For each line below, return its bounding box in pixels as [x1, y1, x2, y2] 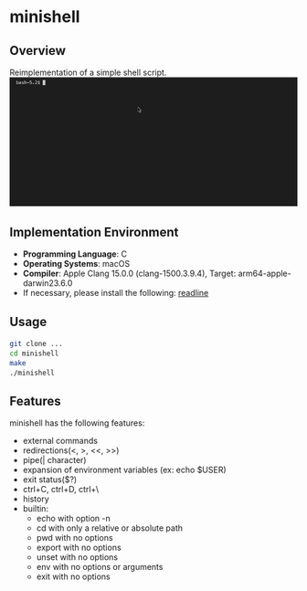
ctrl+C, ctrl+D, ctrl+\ [22, 484, 99, 495]
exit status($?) [22, 474, 78, 485]
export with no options [36, 542, 122, 554]
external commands [22, 436, 99, 447]
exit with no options [36, 571, 111, 582]
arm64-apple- [238, 268, 291, 280]
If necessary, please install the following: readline [22, 288, 209, 299]
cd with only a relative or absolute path [36, 522, 184, 533]
